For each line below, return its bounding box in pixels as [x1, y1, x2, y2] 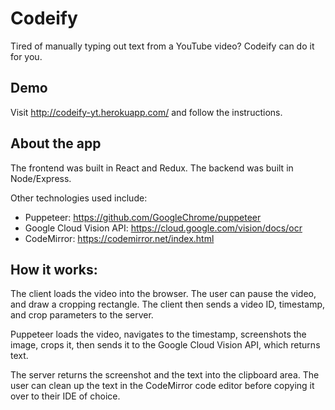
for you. [10, 50, 43, 62]
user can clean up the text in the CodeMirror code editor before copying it [10, 380, 315, 392]
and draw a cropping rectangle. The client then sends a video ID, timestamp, [10, 298, 325, 311]
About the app [10, 135, 102, 152]
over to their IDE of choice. [10, 390, 121, 402]
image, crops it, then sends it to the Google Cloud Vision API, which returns [10, 339, 321, 351]
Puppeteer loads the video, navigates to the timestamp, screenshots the [10, 328, 307, 341]
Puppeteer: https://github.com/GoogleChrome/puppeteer [24, 211, 262, 223]
